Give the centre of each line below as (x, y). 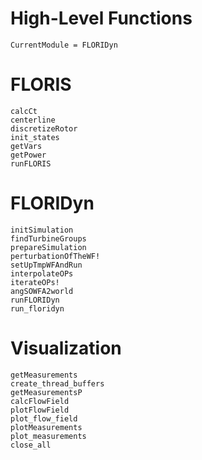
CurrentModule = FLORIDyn (64, 45)
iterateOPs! (35, 282)
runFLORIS (31, 163)
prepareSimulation (48, 247)
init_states (35, 137)
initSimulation (42, 230)
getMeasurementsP (46, 392)
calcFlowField (40, 401)
